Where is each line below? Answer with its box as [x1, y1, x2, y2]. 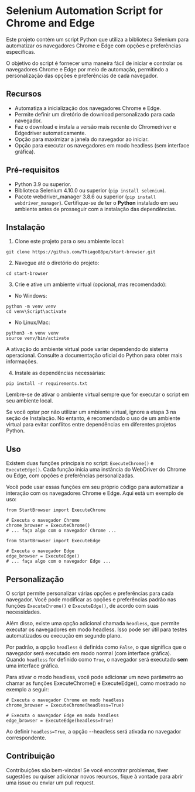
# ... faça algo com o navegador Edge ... [6, 559, 111, 564]
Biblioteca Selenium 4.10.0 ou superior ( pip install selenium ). [14, 187, 166, 194]
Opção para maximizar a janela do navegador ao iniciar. [14, 136, 149, 143]
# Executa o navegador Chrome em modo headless [6, 697, 125, 703]
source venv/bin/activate [6, 335, 69, 342]
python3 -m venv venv [6, 330, 59, 336]
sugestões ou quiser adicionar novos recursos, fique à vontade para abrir [6, 773, 183, 780]
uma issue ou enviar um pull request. [6, 779, 95, 786]
